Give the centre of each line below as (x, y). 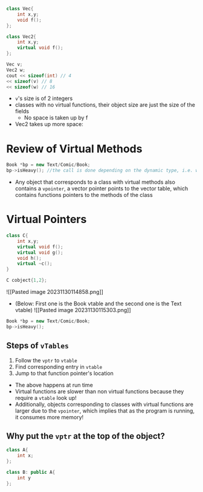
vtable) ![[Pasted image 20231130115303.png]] (73, 310)
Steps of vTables (38, 346)
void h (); (30, 258)
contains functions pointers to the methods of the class (84, 195)
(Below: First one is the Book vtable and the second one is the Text (98, 304)
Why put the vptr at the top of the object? (85, 436)
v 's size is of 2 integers (44, 98)
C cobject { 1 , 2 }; (27, 281)
